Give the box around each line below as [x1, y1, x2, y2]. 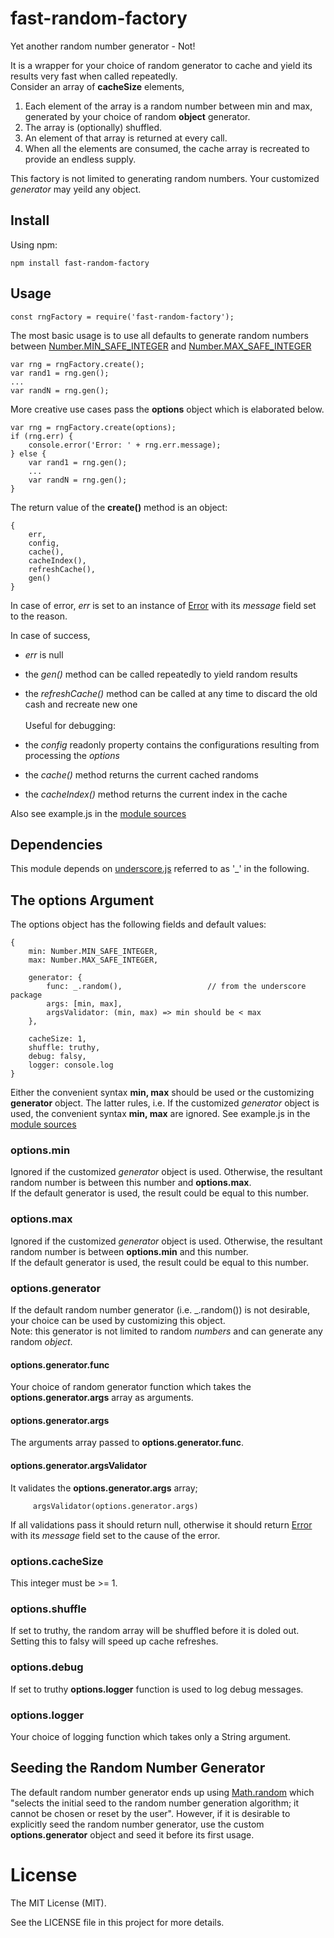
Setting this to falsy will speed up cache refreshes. [10, 1635, 219, 1647]
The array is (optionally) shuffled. [24, 121, 163, 133]
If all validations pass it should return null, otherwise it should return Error [10, 1518, 313, 1531]
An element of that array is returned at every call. [24, 132, 228, 144]
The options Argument [10, 892, 155, 909]
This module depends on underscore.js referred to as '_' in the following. [10, 863, 310, 875]
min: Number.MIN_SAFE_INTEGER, [28, 947, 159, 957]
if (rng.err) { [10, 431, 74, 441]
